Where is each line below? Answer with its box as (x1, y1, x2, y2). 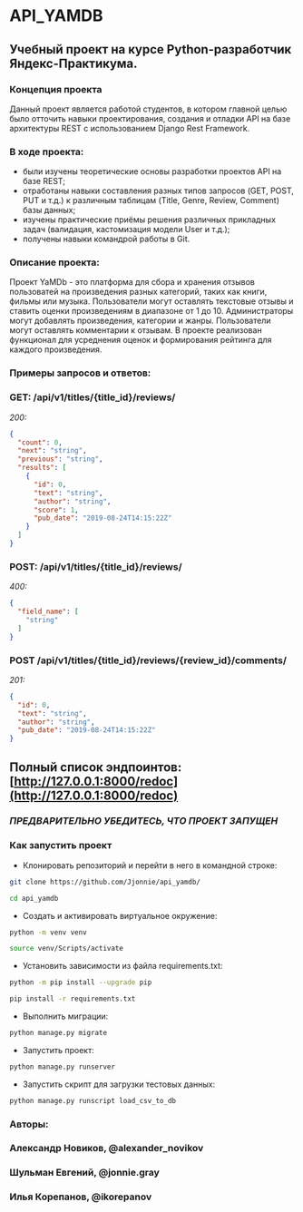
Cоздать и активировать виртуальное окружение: (22, 910, 218, 921)
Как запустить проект (9, 839, 112, 852)
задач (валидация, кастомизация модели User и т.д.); (22, 224, 230, 235)
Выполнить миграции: (22, 1011, 109, 1021)
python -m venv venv (9, 927, 88, 937)
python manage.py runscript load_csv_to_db (9, 1096, 177, 1105)
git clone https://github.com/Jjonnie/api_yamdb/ (9, 877, 201, 886)
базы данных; (22, 205, 76, 216)
